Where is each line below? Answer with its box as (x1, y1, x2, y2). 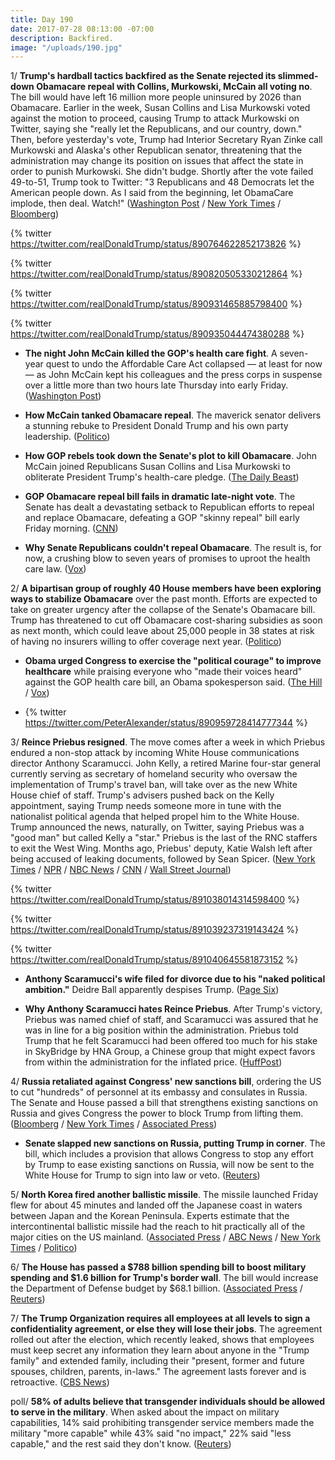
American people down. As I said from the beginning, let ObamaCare (10, 187, 294, 199)
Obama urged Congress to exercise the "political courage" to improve (24, 655, 322, 667)
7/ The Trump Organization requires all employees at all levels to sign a (10, 1312, 311, 1325)
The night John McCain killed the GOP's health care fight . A (24, 347, 278, 360)
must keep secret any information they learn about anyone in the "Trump (10, 1344, 310, 1356)
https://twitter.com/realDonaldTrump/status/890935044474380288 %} (10, 328, 305, 340)
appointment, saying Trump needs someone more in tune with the (10, 800, 282, 812)
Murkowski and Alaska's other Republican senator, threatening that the (10, 144, 303, 156)
